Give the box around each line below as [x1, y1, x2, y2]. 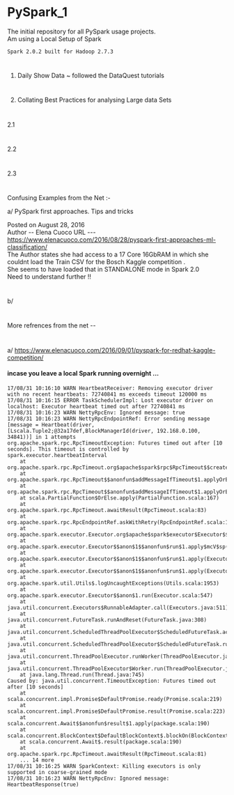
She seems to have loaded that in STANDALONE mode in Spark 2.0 [7, 265, 200, 274]
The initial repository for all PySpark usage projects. [7, 27, 156, 36]
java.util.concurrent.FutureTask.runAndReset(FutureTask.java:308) [7, 616, 208, 624]
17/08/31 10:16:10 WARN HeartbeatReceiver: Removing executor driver [7, 385, 214, 392]
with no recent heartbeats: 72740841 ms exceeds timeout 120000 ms [7, 391, 208, 398]
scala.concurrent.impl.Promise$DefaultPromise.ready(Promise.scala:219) [7, 695, 223, 702]
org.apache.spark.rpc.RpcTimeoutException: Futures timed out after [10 [7, 440, 223, 447]
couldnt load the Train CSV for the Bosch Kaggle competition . [7, 258, 186, 266]
